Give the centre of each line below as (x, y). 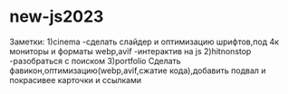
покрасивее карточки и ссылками (76, 80)
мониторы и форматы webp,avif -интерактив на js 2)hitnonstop (130, 51)
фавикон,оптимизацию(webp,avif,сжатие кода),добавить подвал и (138, 70)
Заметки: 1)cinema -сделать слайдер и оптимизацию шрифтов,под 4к (144, 42)
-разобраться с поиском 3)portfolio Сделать (95, 61)
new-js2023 (57, 17)
